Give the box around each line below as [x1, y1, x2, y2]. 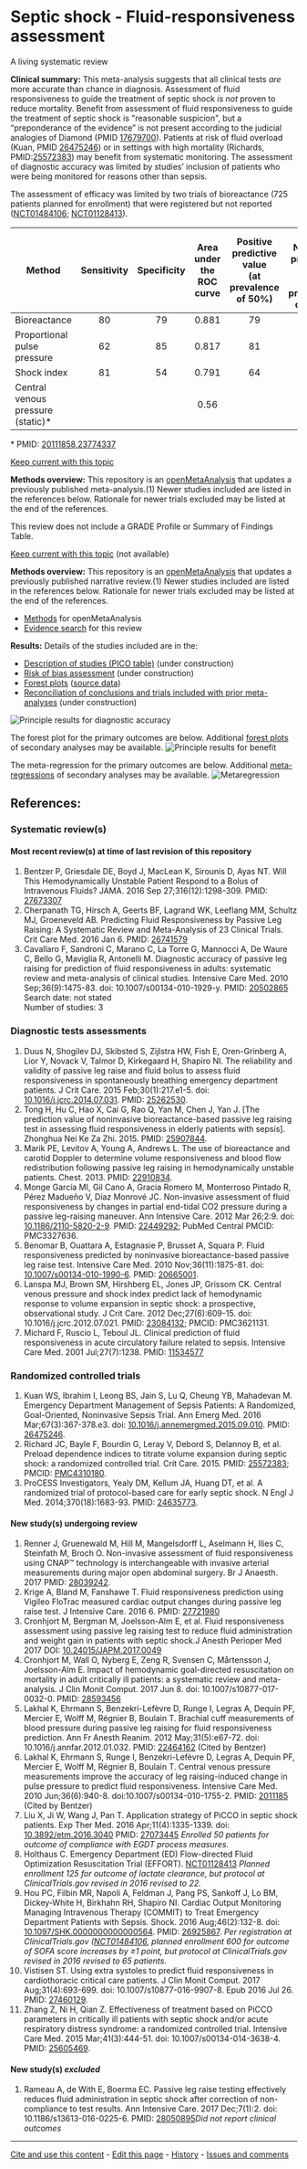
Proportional [15, 328, 68, 341]
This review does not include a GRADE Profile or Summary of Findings [10, 521, 274, 532]
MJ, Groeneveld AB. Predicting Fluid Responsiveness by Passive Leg [23, 915, 282, 926]
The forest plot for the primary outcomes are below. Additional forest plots [10, 732, 290, 743]
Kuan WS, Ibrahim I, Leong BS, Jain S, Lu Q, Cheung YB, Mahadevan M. [23, 1391, 292, 1402]
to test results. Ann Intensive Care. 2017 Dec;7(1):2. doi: [69, 2103, 278, 2114]
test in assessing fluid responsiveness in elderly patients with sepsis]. [23, 1123, 286, 1134]
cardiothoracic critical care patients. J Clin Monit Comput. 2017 [23, 1975, 261, 1986]
